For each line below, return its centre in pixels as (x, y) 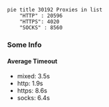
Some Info (25, 44)
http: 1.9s (30, 83)
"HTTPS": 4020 (39, 22)
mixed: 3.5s (33, 76)
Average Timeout (32, 61)
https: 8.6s (32, 91)
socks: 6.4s (33, 98)
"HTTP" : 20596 (41, 16)
